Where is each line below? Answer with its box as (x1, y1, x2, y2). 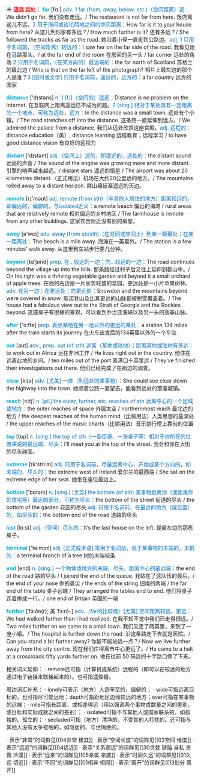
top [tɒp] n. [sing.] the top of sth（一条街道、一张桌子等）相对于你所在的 (6, 433, 186, 440)
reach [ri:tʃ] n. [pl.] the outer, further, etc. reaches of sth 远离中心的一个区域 (6, 398, 194, 404)
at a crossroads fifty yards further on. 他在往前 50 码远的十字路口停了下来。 (6, 653, 194, 660)
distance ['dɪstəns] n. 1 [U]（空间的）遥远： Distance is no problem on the (6, 94, 189, 101)
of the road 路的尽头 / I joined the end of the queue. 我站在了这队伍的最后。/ (6, 572, 195, 579)
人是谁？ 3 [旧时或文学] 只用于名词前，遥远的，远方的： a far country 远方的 (6, 74, 192, 81)
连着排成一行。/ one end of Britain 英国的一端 (6, 595, 119, 602)
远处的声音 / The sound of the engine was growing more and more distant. (6, 160, 190, 166)
